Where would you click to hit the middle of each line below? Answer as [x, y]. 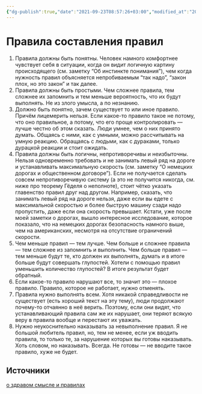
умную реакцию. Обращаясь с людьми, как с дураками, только [97, 141]
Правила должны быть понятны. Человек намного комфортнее [96, 58]
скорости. [28, 237]
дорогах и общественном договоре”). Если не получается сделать [101, 173]
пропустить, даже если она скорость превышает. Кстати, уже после [103, 211]
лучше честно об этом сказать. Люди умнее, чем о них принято [97, 128]
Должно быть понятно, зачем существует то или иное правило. [97, 109]
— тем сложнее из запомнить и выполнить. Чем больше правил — [101, 249]
